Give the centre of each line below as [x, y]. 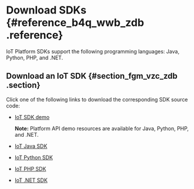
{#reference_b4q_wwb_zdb [75, 23]
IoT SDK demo [32, 117]
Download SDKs [46, 10]
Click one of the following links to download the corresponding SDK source [97, 99]
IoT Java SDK [31, 146]
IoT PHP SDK [30, 168]
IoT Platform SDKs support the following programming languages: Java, [93, 51]
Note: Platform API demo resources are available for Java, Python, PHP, [102, 128]
